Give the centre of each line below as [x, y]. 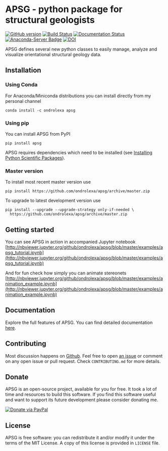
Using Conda [21, 85]
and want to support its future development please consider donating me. [82, 400]
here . [11, 328]
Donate [17, 377]
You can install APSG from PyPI [38, 134]
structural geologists [50, 20]
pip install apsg [23, 143]
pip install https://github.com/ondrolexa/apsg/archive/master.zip [78, 191]
